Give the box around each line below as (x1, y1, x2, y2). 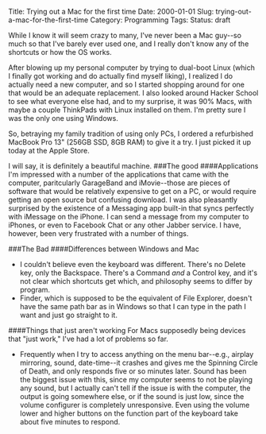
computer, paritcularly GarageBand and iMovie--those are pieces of (8, 178, 230, 188)
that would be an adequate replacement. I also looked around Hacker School (8, 88, 259, 98)
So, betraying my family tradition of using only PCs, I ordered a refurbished (8, 129, 254, 138)
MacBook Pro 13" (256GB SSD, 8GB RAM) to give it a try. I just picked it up (8, 138, 252, 146)
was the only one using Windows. (8, 114, 119, 122)
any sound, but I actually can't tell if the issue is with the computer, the (19, 383, 251, 393)
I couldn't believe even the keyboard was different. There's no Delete (19, 260, 246, 269)
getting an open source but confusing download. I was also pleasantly (8, 195, 238, 204)
